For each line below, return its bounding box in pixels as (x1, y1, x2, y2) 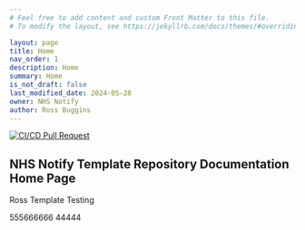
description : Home (9, 63, 79, 72)
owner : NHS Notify (9, 97, 79, 106)
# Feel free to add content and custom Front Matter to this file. (9, 13, 271, 23)
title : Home (9, 46, 54, 55)
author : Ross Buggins (9, 105, 92, 114)
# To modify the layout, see (9, 22, 120, 31)
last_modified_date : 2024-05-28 (9, 88, 132, 98)
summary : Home (9, 72, 64, 81)
